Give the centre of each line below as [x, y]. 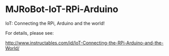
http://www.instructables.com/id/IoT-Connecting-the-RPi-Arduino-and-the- [84, 43]
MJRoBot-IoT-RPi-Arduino [62, 9]
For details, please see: [30, 33]
